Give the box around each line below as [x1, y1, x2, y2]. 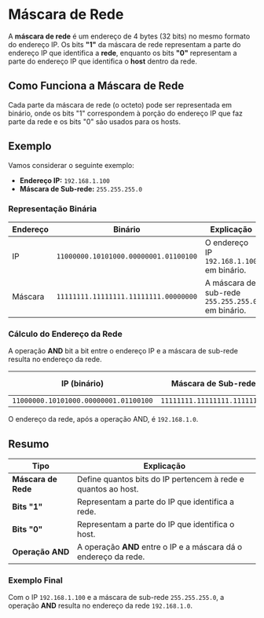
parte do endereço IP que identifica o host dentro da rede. [8, 57, 198, 66]
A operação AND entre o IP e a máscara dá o [77, 541, 243, 552]
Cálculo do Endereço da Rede [8, 328, 123, 339]
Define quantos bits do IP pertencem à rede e [77, 474, 245, 485]
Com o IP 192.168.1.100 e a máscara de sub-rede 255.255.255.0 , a [8, 593, 225, 602]
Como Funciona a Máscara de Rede [8, 79, 185, 93]
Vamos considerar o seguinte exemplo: [8, 160, 135, 170]
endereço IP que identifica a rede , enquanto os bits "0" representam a [8, 48, 237, 57]
